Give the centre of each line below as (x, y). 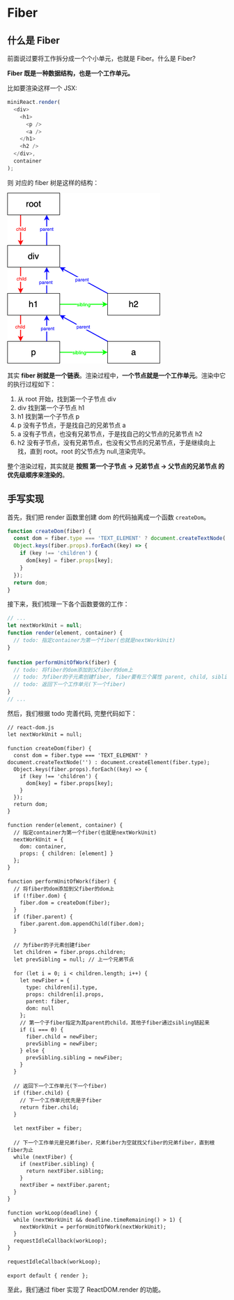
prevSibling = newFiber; (62, 1044)
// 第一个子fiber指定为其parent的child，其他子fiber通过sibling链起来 (115, 1023)
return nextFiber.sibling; (65, 1171)
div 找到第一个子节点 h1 (51, 408)
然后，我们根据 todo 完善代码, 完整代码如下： (72, 713)
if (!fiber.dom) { (40, 896)
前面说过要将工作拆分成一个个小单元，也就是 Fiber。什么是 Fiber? (102, 58)
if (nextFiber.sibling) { (57, 1164)
